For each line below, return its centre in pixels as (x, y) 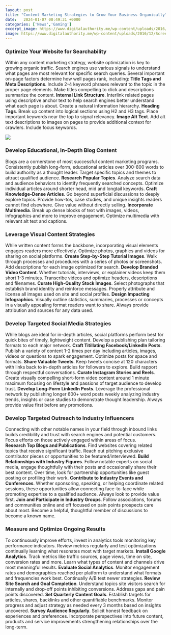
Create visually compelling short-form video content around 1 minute (77, 378)
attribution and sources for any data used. (49, 310)
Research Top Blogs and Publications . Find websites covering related (79, 445)
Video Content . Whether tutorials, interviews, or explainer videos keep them (85, 272)
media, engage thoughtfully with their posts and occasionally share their (81, 467)
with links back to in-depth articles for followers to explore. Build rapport (81, 367)
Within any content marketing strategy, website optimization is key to (78, 63)
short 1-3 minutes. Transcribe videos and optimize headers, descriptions (81, 278)
